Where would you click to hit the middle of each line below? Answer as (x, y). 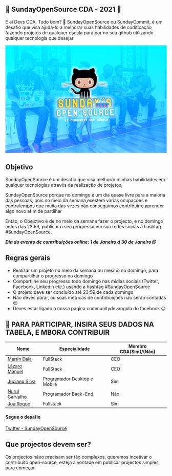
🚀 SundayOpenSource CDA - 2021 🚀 (63, 9)
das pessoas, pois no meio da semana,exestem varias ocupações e (77, 200)
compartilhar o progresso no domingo (53, 276)
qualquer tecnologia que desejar (39, 38)
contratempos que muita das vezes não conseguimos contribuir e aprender (85, 206)
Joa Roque (19, 404)
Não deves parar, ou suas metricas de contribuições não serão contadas (89, 297)
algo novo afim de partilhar (34, 211)
